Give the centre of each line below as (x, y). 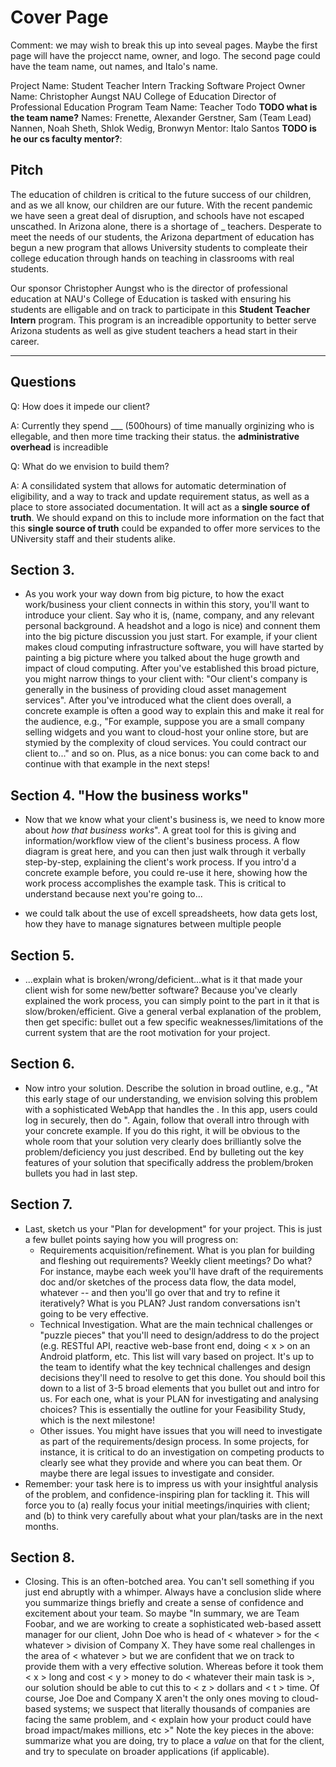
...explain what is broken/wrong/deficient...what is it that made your (163, 979)
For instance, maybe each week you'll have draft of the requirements (181, 1271)
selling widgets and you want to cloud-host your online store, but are (166, 732)
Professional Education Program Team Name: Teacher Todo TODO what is (164, 107)
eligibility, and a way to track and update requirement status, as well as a (160, 496)
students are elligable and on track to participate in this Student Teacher (160, 309)
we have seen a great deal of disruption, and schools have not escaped (157, 215)
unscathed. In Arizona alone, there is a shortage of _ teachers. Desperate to (166, 226)
